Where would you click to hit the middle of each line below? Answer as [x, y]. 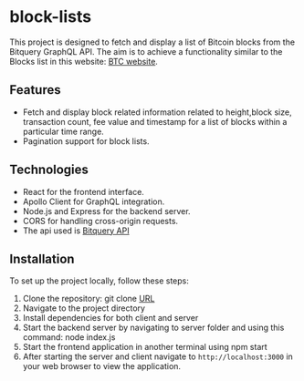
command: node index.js [69, 337]
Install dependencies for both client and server [110, 318]
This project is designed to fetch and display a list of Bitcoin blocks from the [152, 42]
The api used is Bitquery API [76, 231]
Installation [42, 258]
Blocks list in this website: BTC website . [84, 61]
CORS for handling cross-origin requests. [100, 221]
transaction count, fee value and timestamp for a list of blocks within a [155, 121]
